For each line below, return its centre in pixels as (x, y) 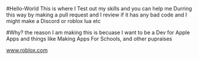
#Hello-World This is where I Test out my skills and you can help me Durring (99, 9)
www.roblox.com (27, 50)
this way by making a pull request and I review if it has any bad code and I (97, 15)
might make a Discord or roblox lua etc (54, 21)
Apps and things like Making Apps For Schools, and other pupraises (89, 39)
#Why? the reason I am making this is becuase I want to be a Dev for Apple (98, 32)
